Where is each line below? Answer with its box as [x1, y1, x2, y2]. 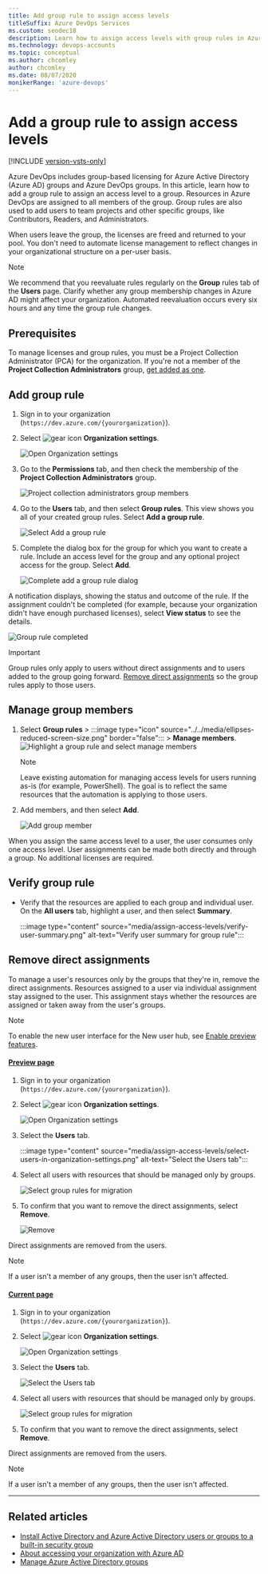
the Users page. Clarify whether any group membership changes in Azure [8, 286, 252, 296]
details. [8, 617, 33, 626]
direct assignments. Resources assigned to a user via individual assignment [8, 983, 257, 993]
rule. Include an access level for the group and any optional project [19, 552, 240, 561]
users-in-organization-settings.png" [19, 1154, 140, 1164]
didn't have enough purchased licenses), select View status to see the [8, 609, 241, 618]
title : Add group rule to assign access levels [8, 11, 170, 20]
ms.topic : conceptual [8, 49, 81, 57]
